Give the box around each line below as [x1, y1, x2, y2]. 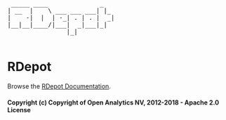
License [7, 105, 32, 114]
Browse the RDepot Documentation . [7, 81, 111, 91]
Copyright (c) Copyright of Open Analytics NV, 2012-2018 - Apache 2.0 [7, 98, 220, 107]
